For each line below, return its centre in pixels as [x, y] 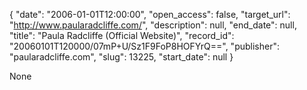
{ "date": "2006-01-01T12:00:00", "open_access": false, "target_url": [150, 14]
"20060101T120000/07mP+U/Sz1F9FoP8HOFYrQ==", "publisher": [144, 46]
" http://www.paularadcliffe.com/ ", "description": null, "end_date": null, [153, 25]
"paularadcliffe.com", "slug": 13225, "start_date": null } [121, 57]
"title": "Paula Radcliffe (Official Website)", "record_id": [122, 35]
